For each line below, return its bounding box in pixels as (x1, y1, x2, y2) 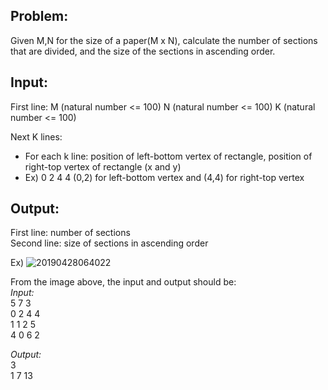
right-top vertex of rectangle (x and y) (24, 160, 182, 173)
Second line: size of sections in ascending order (10, 237, 209, 249)
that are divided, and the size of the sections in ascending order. (10, 45, 276, 57)
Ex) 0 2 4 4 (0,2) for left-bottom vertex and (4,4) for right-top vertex (24, 171, 305, 183)
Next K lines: (10, 130, 63, 143)
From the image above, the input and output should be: (10, 276, 237, 288)
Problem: (10, 8, 69, 25)
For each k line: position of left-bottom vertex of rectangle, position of (24, 150, 313, 162)
